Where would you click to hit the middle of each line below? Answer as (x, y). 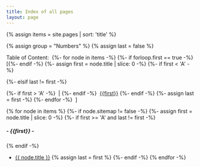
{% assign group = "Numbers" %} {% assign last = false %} (80, 46)
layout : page (22, 17)
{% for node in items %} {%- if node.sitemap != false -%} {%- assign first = (99, 111)
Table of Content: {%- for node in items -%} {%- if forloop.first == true (94, 57)
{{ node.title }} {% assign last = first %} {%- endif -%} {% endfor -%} (101, 157)
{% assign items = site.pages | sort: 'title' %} (61, 34)
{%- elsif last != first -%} (37, 82)
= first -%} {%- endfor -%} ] (42, 100)
